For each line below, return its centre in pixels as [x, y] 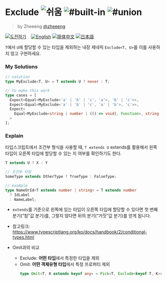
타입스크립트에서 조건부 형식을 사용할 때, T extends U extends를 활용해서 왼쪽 [81, 147]
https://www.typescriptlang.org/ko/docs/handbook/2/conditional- [80, 232]
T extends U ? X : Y [27, 163]
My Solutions [22, 66]
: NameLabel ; [23, 199]
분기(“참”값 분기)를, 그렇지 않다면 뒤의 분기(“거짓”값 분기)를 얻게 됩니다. [82, 216]
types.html [23, 237]
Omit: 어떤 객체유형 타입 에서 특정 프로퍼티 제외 [65, 265]
